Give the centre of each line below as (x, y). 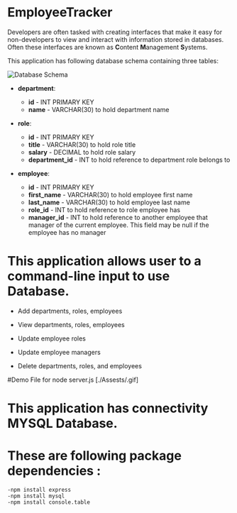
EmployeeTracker (60, 12)
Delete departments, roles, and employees (79, 365)
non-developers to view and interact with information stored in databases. (116, 39)
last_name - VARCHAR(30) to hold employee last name (109, 202)
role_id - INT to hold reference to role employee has (104, 209)
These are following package (95, 456)
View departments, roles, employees (71, 324)
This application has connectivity (108, 408)
